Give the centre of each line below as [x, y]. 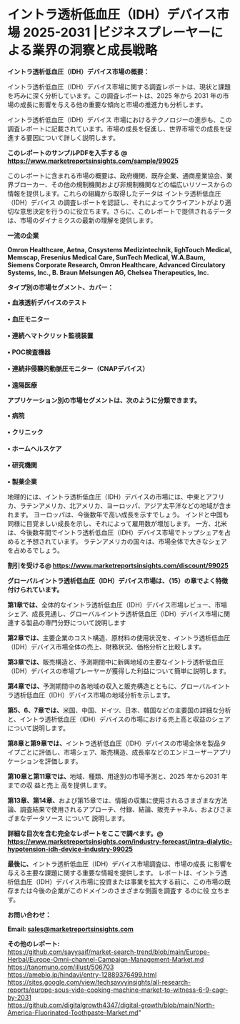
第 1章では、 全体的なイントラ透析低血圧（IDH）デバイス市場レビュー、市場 [117, 605]
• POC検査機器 [29, 352]
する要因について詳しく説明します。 [66, 137]
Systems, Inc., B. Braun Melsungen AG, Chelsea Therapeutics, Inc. [108, 272]
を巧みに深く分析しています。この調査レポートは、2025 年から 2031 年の [115, 95]
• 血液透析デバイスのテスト [47, 302]
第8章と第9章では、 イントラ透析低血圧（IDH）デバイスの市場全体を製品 [114, 743]
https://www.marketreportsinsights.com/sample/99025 [93, 161]
